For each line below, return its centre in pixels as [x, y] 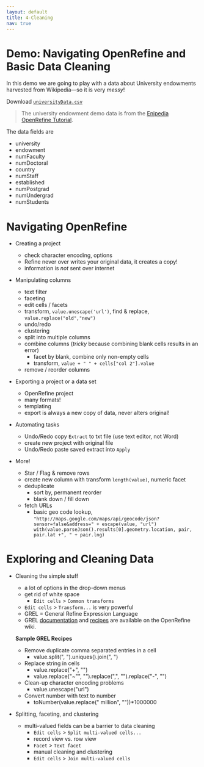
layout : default [27, 12]
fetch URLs [38, 506]
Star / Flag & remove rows [57, 473]
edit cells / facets [46, 305]
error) [32, 350]
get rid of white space [52, 594]
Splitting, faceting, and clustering [57, 714]
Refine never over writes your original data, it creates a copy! [101, 262]
